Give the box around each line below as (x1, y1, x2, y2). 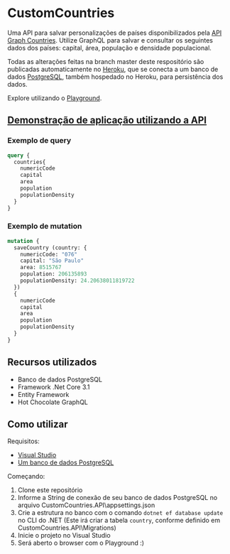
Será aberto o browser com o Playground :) (17, 538, 144, 548)
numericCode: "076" (20, 251, 78, 258)
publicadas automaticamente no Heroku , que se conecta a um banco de (7, 65, 219, 73)
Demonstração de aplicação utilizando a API (7, 114, 207, 126)
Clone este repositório (17, 486, 83, 494)
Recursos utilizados (7, 357, 97, 369)
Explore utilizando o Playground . (7, 94, 102, 102)
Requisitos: (7, 437, 40, 445)
